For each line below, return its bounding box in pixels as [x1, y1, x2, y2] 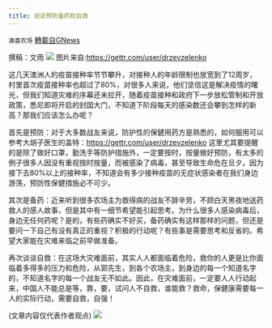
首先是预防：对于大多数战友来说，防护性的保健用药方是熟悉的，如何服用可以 [8, 127, 264, 137]
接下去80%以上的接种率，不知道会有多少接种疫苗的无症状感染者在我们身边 [8, 168, 259, 177]
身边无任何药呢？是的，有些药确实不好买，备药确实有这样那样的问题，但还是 [8, 215, 264, 225]
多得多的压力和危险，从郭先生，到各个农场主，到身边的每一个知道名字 [22, 262, 257, 272]
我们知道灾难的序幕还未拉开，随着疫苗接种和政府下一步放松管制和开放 [29, 90, 264, 100]
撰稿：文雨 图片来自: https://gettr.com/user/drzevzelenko [8, 52, 207, 62]
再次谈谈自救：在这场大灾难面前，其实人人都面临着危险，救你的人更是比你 [8, 253, 257, 262]
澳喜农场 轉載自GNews [8, 35, 81, 45]
